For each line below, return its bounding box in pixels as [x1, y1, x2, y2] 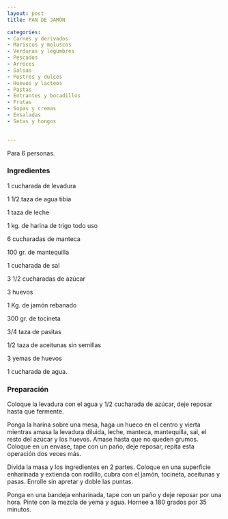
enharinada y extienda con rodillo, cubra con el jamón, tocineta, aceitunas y [7, 470, 220, 479]
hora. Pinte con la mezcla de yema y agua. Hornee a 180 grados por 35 [7, 498, 207, 507]
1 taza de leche [7, 208, 50, 216]
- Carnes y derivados [7, 35, 69, 42]
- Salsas [7, 66, 32, 74]
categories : [7, 29, 41, 36]
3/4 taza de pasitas [7, 327, 61, 336]
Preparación [7, 384, 49, 394]
